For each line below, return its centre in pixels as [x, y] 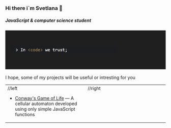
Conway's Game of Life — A [45, 98]
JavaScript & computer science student [48, 20]
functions [25, 114]
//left [12, 88]
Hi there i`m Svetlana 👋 [34, 8]
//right [94, 88]
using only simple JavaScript [45, 109]
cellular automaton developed [46, 104]
